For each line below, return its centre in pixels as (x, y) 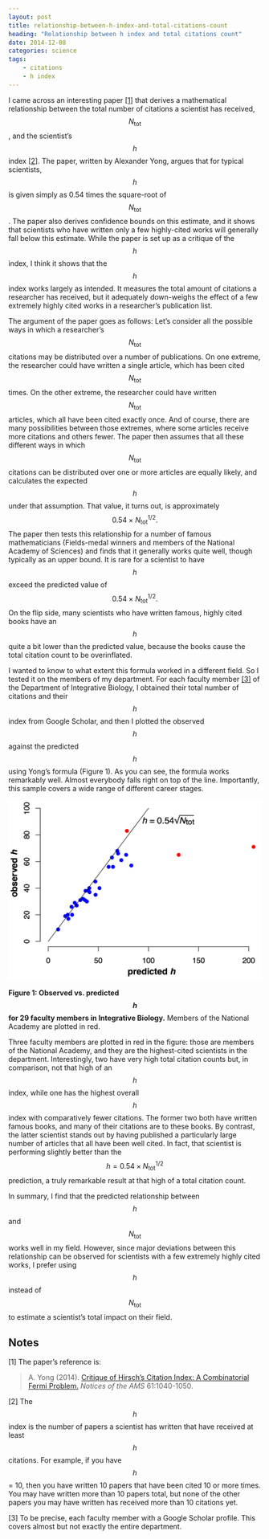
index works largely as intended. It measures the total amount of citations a (132, 288)
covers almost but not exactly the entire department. (95, 1527)
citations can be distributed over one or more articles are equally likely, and (133, 472)
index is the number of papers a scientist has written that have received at (131, 1427)
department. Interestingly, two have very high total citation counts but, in (128, 1059)
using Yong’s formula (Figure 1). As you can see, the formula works (119, 772)
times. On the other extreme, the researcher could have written (112, 392)
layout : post (30, 17)
